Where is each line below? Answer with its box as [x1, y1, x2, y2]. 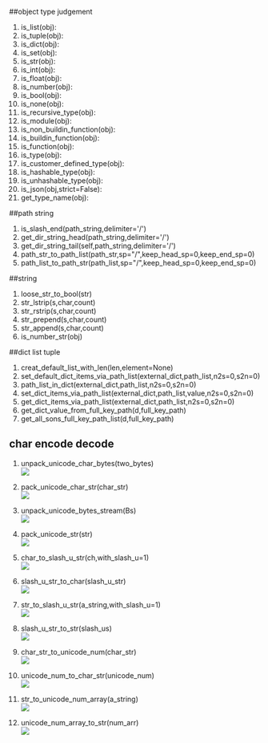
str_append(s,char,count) [20, 323, 105, 332]
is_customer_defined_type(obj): [20, 159, 125, 168]
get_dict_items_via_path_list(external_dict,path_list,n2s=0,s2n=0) [20, 397, 235, 406]
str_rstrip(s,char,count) [20, 307, 97, 315]
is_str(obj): [20, 56, 56, 66]
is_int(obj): [20, 65, 56, 75]
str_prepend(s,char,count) [20, 315, 107, 324]
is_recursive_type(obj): [20, 108, 97, 117]
